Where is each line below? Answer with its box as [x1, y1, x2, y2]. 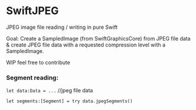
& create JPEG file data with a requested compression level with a [6, 41, 166, 48]
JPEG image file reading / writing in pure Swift [6, 24, 118, 31]
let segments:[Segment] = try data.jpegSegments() [6, 98, 133, 104]
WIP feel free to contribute [6, 59, 71, 66]
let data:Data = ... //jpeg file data [6, 87, 93, 94]
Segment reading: [6, 74, 59, 82]
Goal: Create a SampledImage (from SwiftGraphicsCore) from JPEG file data [6, 35, 191, 42]
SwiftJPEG [6, 4, 59, 18]
